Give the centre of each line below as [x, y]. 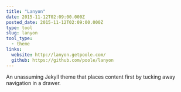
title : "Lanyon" [26, 11]
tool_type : [19, 38]
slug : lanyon [22, 33]
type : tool [19, 28]
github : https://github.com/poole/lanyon [63, 60]
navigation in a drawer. [34, 83]
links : [14, 49]
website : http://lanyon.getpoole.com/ [59, 55]
